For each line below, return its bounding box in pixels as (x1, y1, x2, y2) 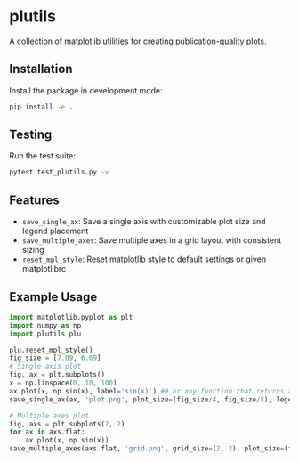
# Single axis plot (9, 362, 82, 371)
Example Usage (9, 289, 98, 304)
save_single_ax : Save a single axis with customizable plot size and (21, 216, 266, 227)
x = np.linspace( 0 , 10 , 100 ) (9, 378, 117, 388)
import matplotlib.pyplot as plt (9, 312, 133, 321)
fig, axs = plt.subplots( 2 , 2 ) (9, 419, 125, 428)
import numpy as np (9, 320, 82, 330)
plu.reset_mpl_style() (9, 345, 93, 354)
